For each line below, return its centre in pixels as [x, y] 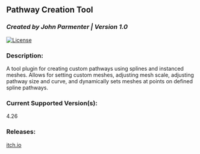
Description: [25, 55]
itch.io [14, 145]
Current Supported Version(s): [52, 103]
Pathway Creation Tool [50, 10]
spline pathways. [27, 87]
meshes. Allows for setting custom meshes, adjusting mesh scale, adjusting [100, 75]
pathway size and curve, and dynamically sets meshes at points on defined [100, 81]
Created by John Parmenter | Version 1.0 [67, 27]
